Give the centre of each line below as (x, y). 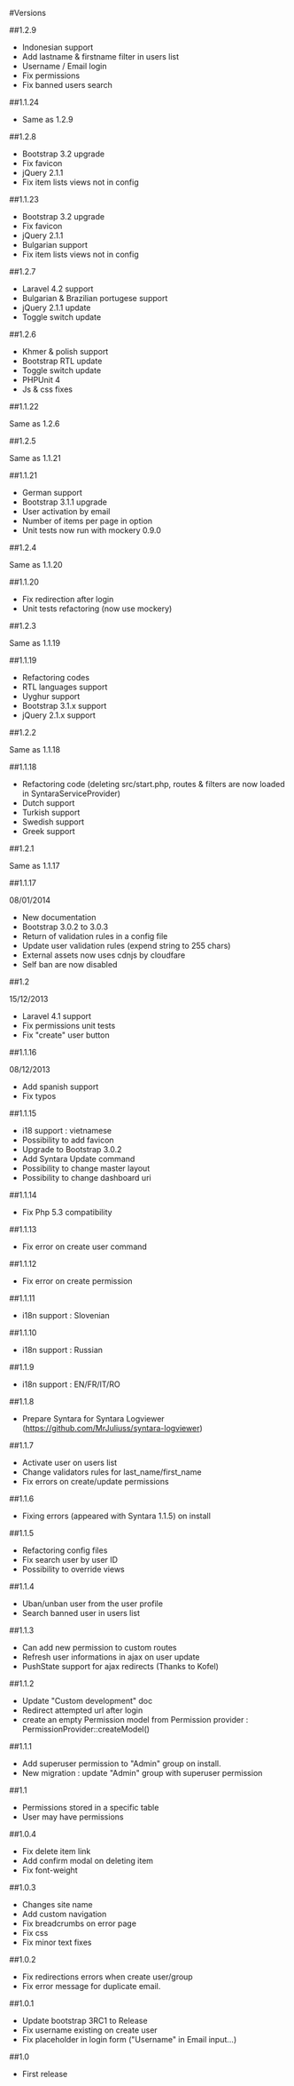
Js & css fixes (47, 389)
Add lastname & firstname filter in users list (101, 56)
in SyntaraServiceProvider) (71, 793)
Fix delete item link (56, 1851)
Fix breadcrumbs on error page (79, 1923)
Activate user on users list (70, 1462)
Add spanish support (60, 1087)
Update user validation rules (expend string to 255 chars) (126, 946)
